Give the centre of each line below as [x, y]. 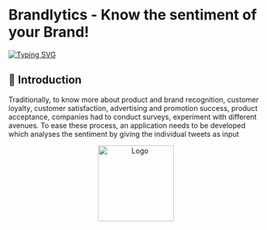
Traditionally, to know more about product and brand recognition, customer [133, 100]
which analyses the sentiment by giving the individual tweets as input [124, 134]
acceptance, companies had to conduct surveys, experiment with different [133, 117]
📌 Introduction [45, 80]
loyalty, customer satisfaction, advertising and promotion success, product [133, 108]
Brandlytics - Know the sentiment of [133, 15]
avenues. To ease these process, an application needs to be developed [127, 125]
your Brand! [49, 32]
